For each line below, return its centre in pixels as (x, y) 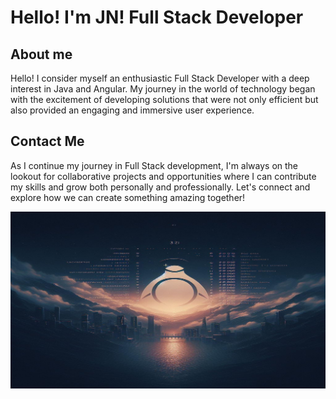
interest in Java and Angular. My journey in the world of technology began (163, 89)
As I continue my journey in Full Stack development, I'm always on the (154, 165)
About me (41, 54)
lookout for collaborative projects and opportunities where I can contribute (163, 176)
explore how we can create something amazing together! (128, 197)
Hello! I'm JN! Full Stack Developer (157, 17)
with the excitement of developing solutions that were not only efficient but (164, 99)
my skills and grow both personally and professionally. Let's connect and (160, 187)
